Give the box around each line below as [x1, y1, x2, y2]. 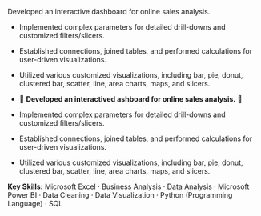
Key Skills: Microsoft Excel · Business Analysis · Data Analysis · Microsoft [7, 182, 250, 191]
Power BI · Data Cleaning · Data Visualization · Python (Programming [7, 190, 233, 199]
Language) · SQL [7, 199, 63, 208]
